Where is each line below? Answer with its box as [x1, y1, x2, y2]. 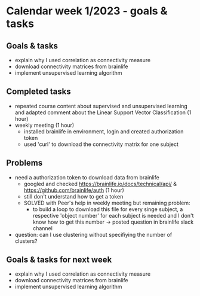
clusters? [14, 237, 38, 245]
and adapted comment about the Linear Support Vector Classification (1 [14, 109, 192, 116]
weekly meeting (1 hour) [14, 121, 75, 129]
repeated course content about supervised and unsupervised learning [14, 102, 188, 109]
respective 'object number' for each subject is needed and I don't [32, 212, 194, 219]
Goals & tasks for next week [6, 255, 112, 265]
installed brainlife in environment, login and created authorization [23, 127, 184, 135]
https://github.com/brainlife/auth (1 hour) [23, 187, 124, 194]
